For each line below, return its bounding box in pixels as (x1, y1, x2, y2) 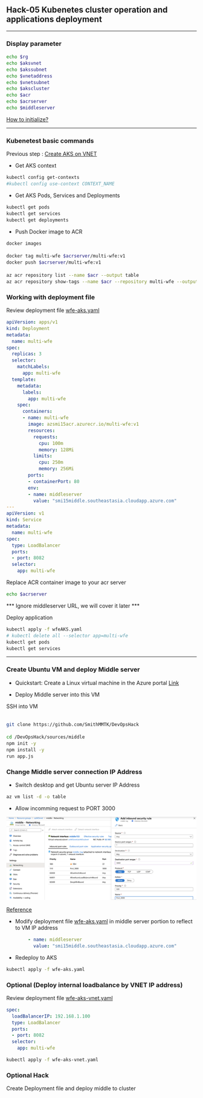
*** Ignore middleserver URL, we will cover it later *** (6, 602, 140, 609)
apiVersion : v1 (6, 510, 45, 516)
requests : (33, 434, 59, 440)
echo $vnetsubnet (6, 79, 50, 85)
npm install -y (6, 747, 45, 753)
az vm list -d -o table (6, 794, 66, 800)
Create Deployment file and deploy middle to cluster (6, 1085, 136, 1092)
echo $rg (6, 54, 28, 60)
